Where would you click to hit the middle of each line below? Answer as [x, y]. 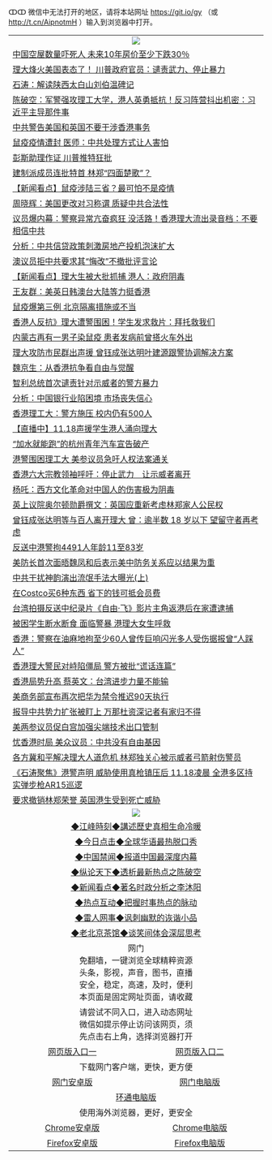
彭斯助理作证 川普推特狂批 [62, 158]
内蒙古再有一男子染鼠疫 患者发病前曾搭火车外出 [103, 337]
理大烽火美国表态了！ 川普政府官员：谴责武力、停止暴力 [119, 69]
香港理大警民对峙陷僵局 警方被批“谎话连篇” [94, 666]
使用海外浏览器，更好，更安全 [136, 1113]
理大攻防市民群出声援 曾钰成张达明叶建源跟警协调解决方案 [123, 353]
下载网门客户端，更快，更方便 [136, 1067]
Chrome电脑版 [200, 1128]
